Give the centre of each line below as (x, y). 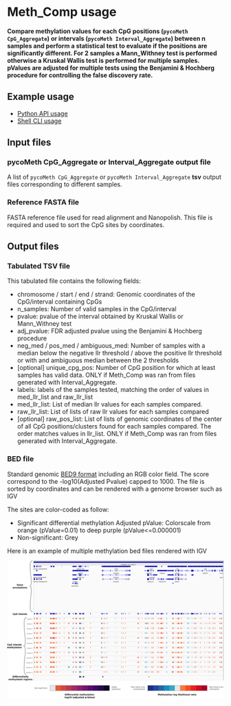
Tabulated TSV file (39, 266)
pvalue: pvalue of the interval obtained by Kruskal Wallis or (100, 316)
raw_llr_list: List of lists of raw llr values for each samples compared (113, 412)
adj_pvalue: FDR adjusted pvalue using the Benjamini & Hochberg (110, 331)
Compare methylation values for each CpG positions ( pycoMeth (98, 31)
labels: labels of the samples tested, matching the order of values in (113, 390)
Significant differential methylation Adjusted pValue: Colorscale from (114, 522)
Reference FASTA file (43, 202)
